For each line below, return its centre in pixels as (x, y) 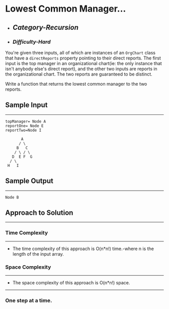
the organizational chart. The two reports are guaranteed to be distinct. (79, 74)
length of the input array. (38, 254)
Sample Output (29, 181)
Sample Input (26, 105)
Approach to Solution (39, 212)
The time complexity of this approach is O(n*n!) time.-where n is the (83, 249)
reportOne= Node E (24, 126)
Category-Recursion (46, 27)
